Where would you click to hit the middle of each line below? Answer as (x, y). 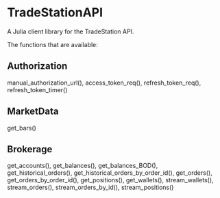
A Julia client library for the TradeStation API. (71, 31)
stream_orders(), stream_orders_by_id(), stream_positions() (90, 187)
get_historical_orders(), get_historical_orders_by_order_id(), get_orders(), (110, 173)
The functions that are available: (52, 44)
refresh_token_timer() (37, 89)
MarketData (33, 112)
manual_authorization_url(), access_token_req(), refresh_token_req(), (104, 83)
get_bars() (22, 128)
